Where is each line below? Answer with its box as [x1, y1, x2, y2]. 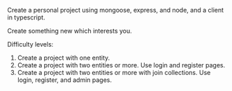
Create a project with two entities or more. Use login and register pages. [17, 61, 226, 69]
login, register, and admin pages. [17, 76, 113, 84]
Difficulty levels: [7, 40, 54, 48]
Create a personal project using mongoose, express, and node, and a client [7, 6, 224, 14]
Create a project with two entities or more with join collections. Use [17, 69, 211, 76]
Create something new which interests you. [7, 27, 133, 35]
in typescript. [7, 13, 45, 22]
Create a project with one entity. [17, 53, 110, 62]
